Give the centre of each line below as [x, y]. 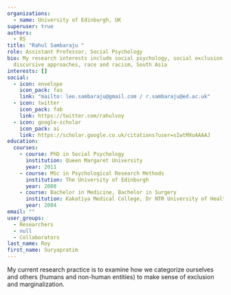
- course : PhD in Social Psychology [72, 154]
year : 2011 [41, 167]
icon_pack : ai [40, 129]
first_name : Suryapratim [43, 250]
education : [23, 142]
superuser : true [30, 26]
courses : [26, 148]
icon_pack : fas [41, 90]
